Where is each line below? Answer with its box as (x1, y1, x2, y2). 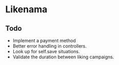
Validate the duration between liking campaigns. (12, 54, 114, 60)
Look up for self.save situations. (12, 49, 80, 54)
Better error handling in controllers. (12, 43, 87, 49)
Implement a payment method (12, 37, 76, 44)
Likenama (5, 4, 47, 15)
